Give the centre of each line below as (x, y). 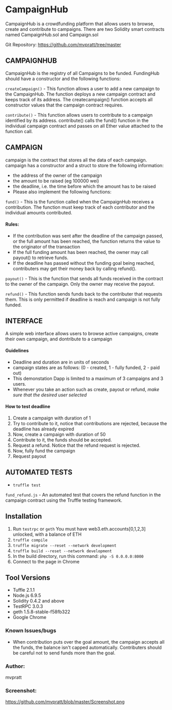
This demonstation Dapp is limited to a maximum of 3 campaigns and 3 (88, 378)
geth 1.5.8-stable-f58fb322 (41, 612)
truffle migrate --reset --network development (64, 545)
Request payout (29, 456)
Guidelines (17, 351)
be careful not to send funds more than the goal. (64, 653)
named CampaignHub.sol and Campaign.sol (52, 34)
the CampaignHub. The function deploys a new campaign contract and (80, 94)
